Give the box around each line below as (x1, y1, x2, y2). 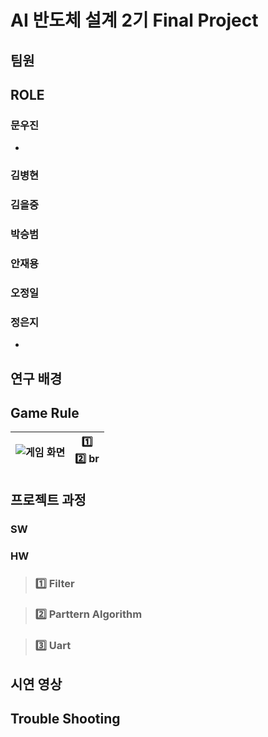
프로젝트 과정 (10, 491, 87, 508)
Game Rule (10, 404, 80, 421)
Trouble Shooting (10, 711, 121, 728)
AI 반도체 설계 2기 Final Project (10, 9, 259, 32)
